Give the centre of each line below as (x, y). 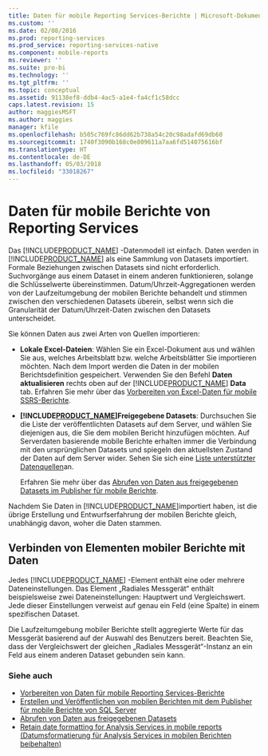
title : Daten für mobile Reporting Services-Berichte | (103, 16)
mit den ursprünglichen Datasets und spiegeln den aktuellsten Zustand (136, 449)
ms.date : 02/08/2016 (43, 30)
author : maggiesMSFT (43, 113)
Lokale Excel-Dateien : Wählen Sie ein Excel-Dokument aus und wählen (137, 349)
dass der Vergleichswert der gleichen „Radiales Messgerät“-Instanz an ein (130, 646)
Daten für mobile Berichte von (110, 211)
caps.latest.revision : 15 (51, 105)
